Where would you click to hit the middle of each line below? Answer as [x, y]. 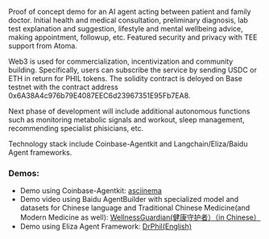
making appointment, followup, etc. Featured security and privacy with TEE [133, 37]
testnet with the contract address [64, 87]
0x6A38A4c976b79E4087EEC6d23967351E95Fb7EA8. [99, 95]
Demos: [24, 173]
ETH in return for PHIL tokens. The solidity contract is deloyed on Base [126, 78]
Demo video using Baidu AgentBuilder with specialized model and [129, 200]
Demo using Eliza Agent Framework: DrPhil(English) [106, 227]
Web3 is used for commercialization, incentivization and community [121, 61]
